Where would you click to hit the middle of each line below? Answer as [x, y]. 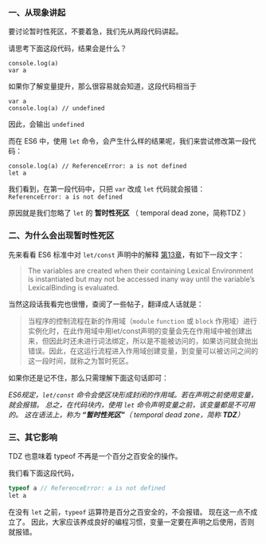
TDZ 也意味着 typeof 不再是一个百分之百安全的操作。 [95, 455]
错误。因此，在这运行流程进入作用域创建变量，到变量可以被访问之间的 [143, 351]
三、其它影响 [33, 437]
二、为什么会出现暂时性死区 [61, 235]
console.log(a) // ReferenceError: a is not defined [98, 166]
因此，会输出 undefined [47, 124]
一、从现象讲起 [37, 12]
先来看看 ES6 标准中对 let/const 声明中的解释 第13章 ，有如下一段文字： [127, 254]
